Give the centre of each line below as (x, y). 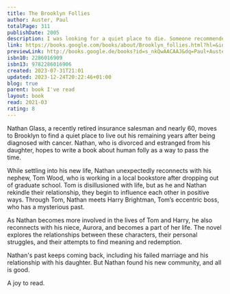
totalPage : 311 (29, 26)
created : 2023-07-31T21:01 (46, 70)
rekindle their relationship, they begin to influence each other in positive (108, 192)
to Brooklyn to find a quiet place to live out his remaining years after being (111, 135)
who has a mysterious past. (46, 206)
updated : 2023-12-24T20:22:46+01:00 (59, 77)
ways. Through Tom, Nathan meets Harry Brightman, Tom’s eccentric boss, (113, 200)
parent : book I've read (41, 90)
